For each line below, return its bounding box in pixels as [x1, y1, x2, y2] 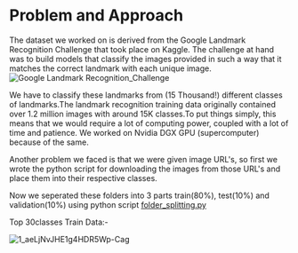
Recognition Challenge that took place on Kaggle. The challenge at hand [9, 43, 274, 54]
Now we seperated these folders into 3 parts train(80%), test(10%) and [9, 190, 270, 201]
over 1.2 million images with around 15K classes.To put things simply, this [9, 108, 277, 119]
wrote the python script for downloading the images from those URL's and [9, 163, 281, 174]
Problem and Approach [9, 5, 184, 26]
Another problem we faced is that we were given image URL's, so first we [9, 154, 278, 164]
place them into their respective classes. [9, 172, 157, 183]
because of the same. [9, 137, 89, 147]
